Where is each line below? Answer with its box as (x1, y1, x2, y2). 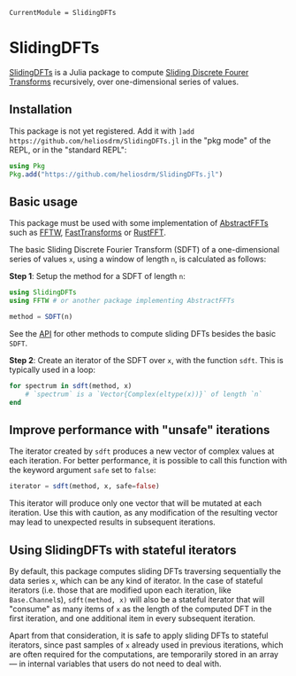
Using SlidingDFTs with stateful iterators (9, 542, 237, 557)
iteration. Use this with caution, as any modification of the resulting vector (9, 508, 278, 518)
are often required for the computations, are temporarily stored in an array (9, 649, 279, 660)
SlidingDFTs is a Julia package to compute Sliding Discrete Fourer (9, 66, 249, 77)
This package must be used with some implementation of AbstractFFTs (9, 218, 269, 229)
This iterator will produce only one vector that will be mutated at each (9, 498, 262, 509)
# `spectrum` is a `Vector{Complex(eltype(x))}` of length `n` (25, 390, 263, 399)
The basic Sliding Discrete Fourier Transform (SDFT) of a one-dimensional (9, 245, 280, 255)
